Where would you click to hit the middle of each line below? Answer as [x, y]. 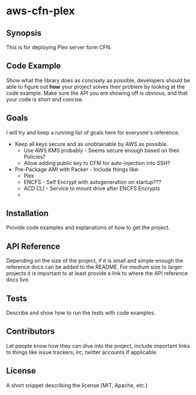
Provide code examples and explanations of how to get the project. [88, 228]
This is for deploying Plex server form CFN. [59, 47]
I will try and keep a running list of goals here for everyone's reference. [93, 132]
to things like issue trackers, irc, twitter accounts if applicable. [82, 352]
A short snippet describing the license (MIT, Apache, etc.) [77, 385]
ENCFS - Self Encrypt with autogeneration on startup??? [92, 182]
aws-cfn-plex [41, 11]
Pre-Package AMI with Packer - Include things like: [77, 169]
